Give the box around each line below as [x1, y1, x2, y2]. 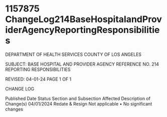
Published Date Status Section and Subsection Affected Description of [5, 95, 150, 101]
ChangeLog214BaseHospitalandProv [5, 13, 162, 25]
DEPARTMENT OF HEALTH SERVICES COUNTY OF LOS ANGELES [5, 51, 142, 57]
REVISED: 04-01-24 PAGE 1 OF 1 [5, 76, 72, 82]
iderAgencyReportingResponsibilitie [5, 24, 160, 35]
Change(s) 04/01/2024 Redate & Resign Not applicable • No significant [5, 100, 152, 106]
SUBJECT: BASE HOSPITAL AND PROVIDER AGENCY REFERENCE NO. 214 [5, 61, 159, 67]
